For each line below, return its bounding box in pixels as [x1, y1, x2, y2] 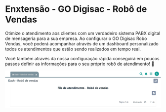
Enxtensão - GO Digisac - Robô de [5, 3, 147, 15]
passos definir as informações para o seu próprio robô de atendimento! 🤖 [5, 61, 155, 67]
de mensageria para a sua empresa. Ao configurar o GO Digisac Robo [5, 36, 147, 41]
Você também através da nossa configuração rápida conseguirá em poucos [5, 55, 160, 61]
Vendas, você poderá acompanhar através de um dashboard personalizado [5, 40, 159, 46]
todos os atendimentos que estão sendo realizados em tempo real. [5, 46, 141, 52]
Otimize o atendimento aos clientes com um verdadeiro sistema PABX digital [5, 30, 161, 36]
